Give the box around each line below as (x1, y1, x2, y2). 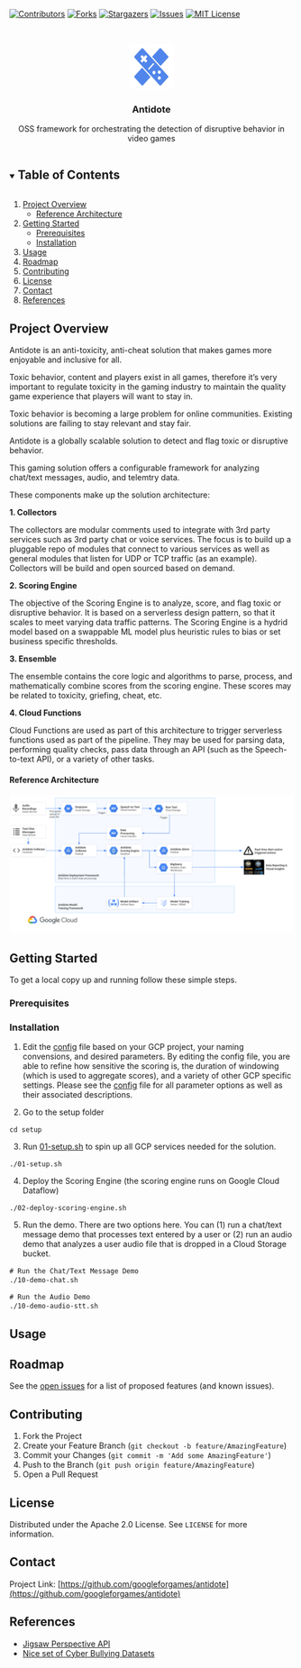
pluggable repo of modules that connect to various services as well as (9, 543, 270, 554)
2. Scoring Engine (9, 579, 78, 590)
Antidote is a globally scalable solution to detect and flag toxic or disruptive (9, 435, 288, 446)
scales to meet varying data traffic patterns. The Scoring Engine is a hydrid (9, 616, 288, 627)
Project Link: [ (9, 1578, 61, 1590)
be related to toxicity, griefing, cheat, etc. (9, 689, 162, 700)
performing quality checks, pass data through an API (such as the (9, 743, 254, 754)
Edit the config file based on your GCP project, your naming (22, 1042, 244, 1053)
